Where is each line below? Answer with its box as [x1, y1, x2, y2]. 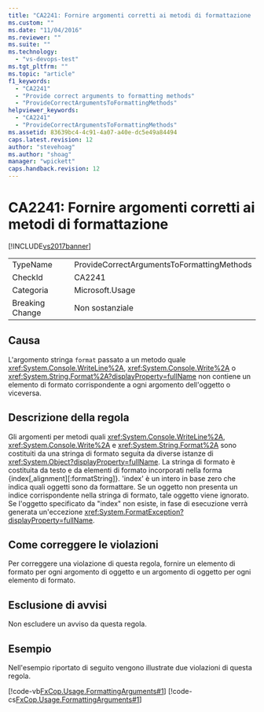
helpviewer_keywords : [8, 107, 79, 115]
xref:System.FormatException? [84, 507, 185, 516]
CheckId [12, 272, 43, 283]
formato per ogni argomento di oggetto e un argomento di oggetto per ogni [8, 567, 251, 577]
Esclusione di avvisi [8, 598, 108, 611]
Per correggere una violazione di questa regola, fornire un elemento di [8, 559, 236, 568]
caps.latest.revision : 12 [8, 135, 93, 144]
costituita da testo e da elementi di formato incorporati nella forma [8, 465, 222, 475]
